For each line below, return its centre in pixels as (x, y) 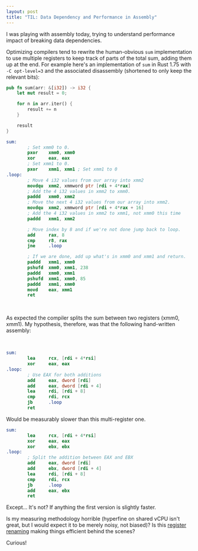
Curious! (17, 543)
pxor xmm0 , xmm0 (51, 153)
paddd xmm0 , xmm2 (51, 197)
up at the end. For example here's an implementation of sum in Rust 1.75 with (98, 64)
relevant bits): (23, 77)
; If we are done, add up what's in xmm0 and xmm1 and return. (107, 257)
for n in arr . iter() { (45, 104)
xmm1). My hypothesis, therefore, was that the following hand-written (91, 324)
